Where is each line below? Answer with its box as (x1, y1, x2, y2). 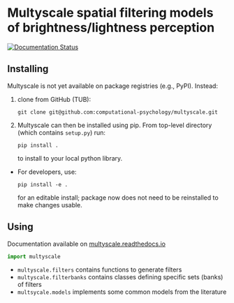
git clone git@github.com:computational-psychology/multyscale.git (17, 108, 218, 116)
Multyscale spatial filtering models (7, 5, 214, 21)
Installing (7, 63, 49, 75)
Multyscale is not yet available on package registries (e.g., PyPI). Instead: (7, 82, 219, 90)
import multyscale (7, 253, 61, 260)
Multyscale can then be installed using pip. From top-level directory (17, 121, 212, 129)
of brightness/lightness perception (7, 20, 215, 36)
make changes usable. (17, 200, 82, 209)
